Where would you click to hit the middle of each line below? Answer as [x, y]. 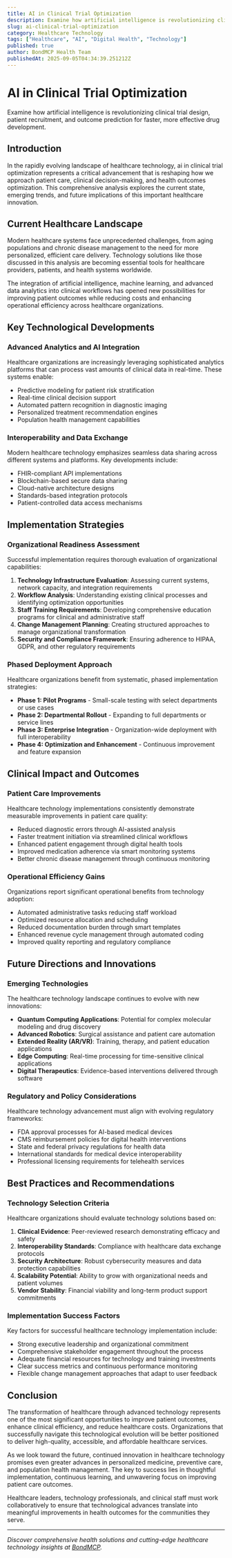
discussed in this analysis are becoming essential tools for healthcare [106, 263]
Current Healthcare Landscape [75, 223]
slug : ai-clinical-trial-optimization [63, 26]
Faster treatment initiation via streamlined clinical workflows [103, 836]
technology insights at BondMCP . [55, 1547]
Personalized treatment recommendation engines [87, 412]
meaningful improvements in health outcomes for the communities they [109, 1513]
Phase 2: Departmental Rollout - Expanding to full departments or [112, 715]
